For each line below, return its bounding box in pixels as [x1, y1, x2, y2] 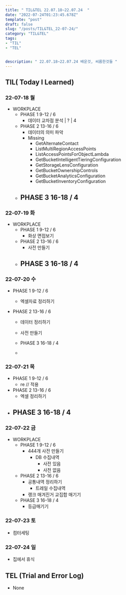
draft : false [5, 21, 33, 27]
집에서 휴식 [12, 556, 35, 562]
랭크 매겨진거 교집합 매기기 [27, 491, 81, 497]
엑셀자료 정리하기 [20, 298, 55, 304]
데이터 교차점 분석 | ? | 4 [27, 118, 77, 124]
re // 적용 [20, 381, 39, 387]
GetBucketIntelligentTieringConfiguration [35, 156, 121, 163]
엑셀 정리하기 [20, 393, 47, 399]
